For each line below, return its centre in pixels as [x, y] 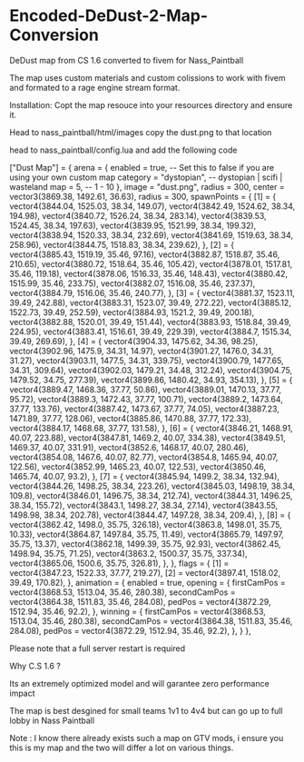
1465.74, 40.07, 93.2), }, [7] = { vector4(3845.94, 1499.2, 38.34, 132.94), [144, 476]
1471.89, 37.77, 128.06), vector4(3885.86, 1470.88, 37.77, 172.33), [131, 418]
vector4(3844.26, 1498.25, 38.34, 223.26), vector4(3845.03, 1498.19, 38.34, [152, 486]
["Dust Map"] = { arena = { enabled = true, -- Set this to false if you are [142, 167]
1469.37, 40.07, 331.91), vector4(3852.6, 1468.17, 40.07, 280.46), [129, 447]
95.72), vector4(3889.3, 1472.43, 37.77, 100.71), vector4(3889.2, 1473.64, [146, 399]
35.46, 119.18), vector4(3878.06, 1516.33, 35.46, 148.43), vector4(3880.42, [149, 273]
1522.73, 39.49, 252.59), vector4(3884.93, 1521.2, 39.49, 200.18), [132, 312]
